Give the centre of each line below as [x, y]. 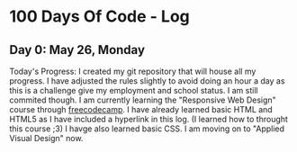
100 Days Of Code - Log [100, 17]
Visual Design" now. [46, 138]
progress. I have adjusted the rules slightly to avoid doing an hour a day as [147, 81]
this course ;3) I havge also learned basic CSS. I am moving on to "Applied [147, 129]
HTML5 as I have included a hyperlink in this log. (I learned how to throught [148, 119]
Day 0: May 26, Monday [77, 50]
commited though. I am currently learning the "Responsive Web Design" [143, 100]
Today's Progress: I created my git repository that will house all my [133, 71]
